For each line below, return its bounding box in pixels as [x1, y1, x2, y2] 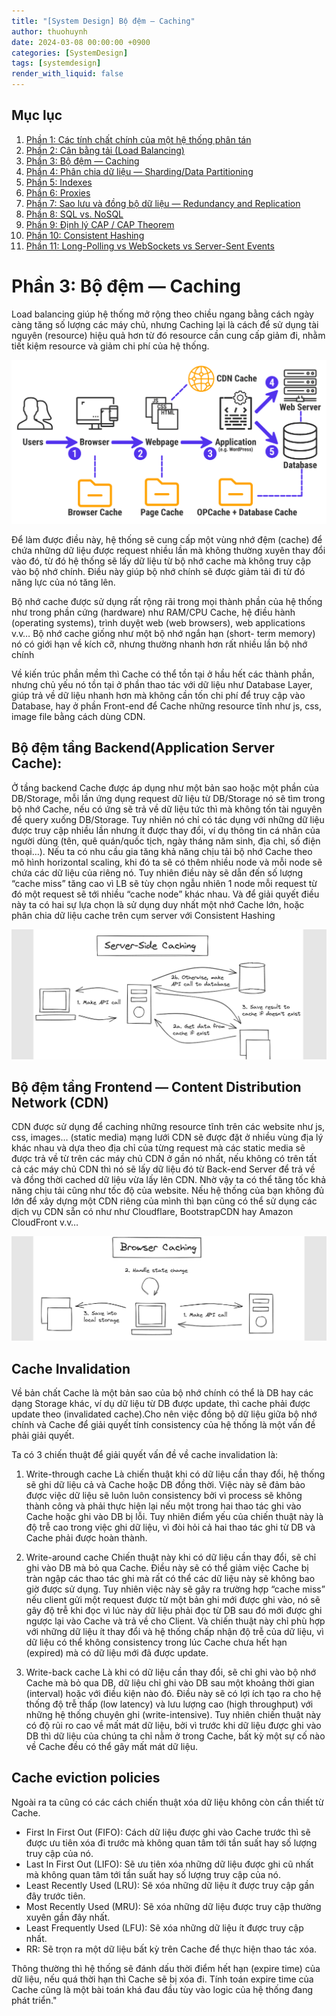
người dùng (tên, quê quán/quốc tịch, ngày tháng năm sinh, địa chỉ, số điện [11, 835, 321, 847]
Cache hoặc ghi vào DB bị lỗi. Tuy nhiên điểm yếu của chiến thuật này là [25, 1511, 324, 1523]
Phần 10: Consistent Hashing [25, 229, 145, 241]
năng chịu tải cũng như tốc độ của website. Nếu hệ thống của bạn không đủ [11, 1185, 325, 1197]
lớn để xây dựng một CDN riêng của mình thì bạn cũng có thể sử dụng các [11, 1195, 318, 1207]
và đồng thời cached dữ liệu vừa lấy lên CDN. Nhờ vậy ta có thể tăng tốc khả [11, 1174, 327, 1186]
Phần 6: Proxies [25, 186, 91, 199]
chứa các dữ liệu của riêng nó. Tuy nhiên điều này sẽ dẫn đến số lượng [11, 866, 304, 879]
